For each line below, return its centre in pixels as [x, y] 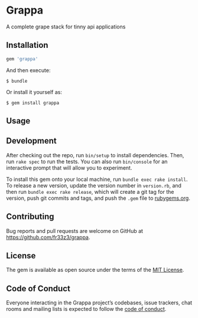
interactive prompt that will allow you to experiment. [69, 168]
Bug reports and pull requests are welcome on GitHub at [75, 231]
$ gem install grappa [33, 103]
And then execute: [28, 70]
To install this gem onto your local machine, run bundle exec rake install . [97, 179]
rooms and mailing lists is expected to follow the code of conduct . [86, 309]
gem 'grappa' [22, 59]
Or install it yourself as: [34, 92]
